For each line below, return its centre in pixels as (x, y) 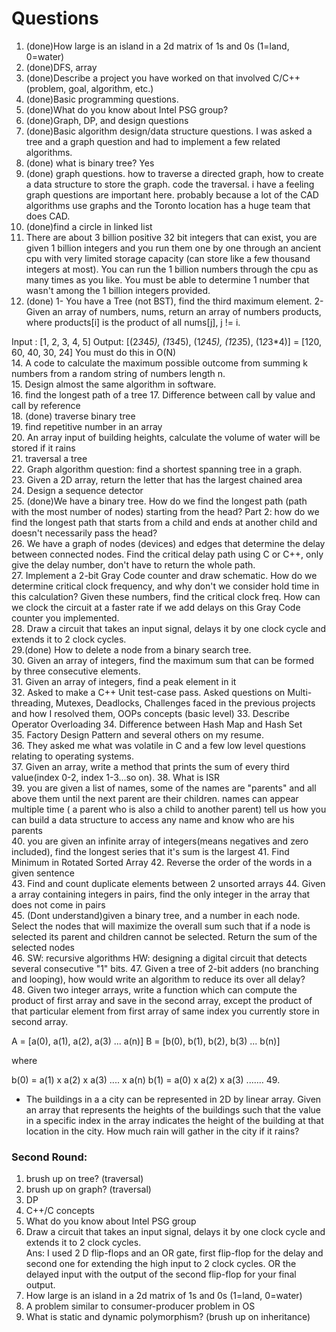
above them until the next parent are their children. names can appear (155, 798)
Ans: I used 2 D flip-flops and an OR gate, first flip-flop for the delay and (174, 1253)
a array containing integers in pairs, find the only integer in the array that (161, 894)
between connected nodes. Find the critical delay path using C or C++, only (167, 554)
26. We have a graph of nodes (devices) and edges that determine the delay (168, 543)
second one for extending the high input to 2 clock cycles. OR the (161, 1264)
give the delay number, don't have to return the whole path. (133, 564)
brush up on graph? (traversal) (88, 1189)
